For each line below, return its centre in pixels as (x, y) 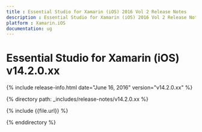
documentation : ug (29, 28)
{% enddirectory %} (31, 122)
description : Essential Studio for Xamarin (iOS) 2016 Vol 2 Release (96, 17)
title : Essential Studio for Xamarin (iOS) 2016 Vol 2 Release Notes (96, 12)
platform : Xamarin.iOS (36, 23)
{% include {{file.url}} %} (37, 111)
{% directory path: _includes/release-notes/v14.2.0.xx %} (77, 99)
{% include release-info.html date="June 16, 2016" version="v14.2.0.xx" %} (99, 88)
